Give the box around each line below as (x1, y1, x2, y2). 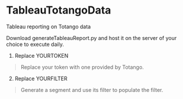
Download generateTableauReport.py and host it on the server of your (6, 34, 177, 41)
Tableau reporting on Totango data (6, 23, 91, 30)
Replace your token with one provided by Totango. (20, 63, 144, 71)
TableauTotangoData (6, 4, 111, 17)
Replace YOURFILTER (14, 75, 68, 82)
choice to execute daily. (6, 41, 64, 48)
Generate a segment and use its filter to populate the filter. (20, 86, 163, 93)
